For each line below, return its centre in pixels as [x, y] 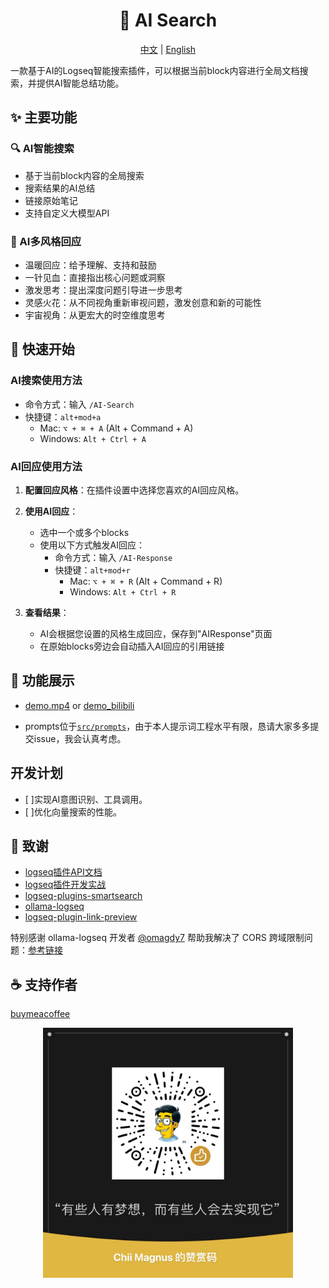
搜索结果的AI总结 [60, 188]
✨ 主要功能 [44, 117]
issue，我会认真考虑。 [80, 738]
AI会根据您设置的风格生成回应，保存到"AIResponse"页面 [156, 633]
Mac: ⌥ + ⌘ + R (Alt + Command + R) [146, 581]
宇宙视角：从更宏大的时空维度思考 [95, 315]
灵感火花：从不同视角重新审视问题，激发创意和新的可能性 [143, 302]
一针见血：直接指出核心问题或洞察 [95, 277]
